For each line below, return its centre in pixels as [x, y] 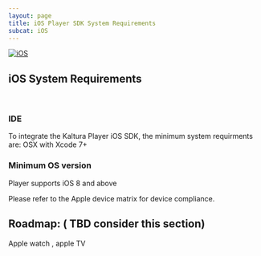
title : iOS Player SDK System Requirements [82, 23]
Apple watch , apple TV [47, 243]
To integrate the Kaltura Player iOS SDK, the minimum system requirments [130, 136]
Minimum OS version [50, 165]
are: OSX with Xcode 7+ [48, 144]
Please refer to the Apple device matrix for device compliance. [112, 198]
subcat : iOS [28, 30]
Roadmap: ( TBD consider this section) [107, 224]
